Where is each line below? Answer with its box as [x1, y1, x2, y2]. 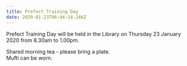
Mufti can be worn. [6, 54, 52, 61]
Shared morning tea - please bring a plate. [6, 48, 110, 55]
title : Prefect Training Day [6, 8, 79, 15]
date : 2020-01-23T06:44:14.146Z [6, 14, 86, 20]
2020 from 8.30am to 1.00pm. [6, 37, 79, 44]
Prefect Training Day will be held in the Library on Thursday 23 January [6, 30, 182, 37]
